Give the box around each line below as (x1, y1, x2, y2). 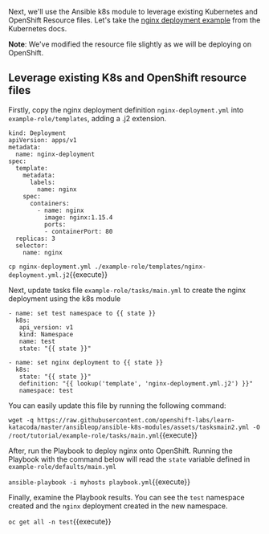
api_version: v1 (18, 323, 74, 332)
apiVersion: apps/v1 (8, 136, 78, 144)
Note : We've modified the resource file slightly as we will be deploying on (8, 39, 251, 49)
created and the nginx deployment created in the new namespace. (8, 501, 228, 511)
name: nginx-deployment (15, 150, 95, 158)
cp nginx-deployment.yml (8, 263, 92, 271)
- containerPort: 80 (43, 227, 113, 235)
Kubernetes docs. (8, 24, 67, 33)
